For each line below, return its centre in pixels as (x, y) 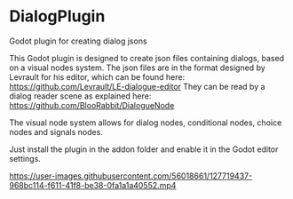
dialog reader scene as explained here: (80, 96)
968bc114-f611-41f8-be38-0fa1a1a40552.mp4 (93, 185)
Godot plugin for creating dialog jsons (79, 41)
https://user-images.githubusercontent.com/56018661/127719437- (131, 176)
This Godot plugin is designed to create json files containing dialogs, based (147, 58)
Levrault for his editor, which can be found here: (97, 76)
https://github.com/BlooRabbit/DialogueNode (92, 105)
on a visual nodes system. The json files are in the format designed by (138, 68)
